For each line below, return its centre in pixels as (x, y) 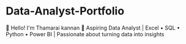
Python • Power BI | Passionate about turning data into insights (85, 34)
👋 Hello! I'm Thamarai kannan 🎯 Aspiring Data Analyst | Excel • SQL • (93, 28)
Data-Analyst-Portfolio (65, 11)
